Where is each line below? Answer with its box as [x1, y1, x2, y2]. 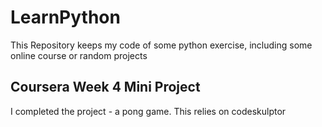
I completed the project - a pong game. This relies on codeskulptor [10, 105, 287, 117]
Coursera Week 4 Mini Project [10, 79, 201, 96]
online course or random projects [10, 49, 148, 61]
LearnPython [10, 6, 121, 29]
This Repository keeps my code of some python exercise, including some [10, 39, 313, 51]
